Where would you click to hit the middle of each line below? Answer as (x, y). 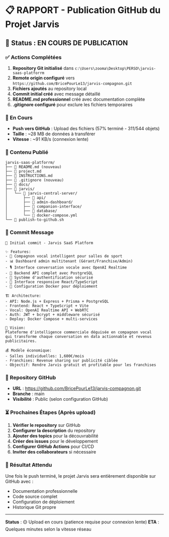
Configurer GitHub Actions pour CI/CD (53, 446)
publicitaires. (21, 341)
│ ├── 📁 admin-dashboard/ (39, 202)
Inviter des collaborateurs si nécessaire (54, 452)
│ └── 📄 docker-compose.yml (41, 215)
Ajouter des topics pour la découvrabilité (55, 436)
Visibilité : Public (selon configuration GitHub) (60, 399)
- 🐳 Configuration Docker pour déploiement (52, 286)
